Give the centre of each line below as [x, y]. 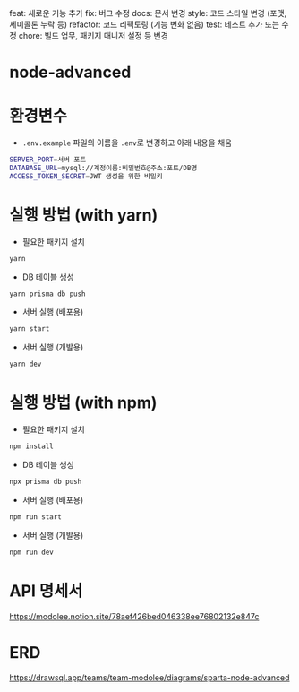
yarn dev [26, 364]
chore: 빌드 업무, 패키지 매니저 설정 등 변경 [93, 35]
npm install [31, 446]
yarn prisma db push [48, 294]
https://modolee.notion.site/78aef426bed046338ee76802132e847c [134, 616]
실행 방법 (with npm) [83, 403]
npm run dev [31, 552]
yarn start [30, 329]
